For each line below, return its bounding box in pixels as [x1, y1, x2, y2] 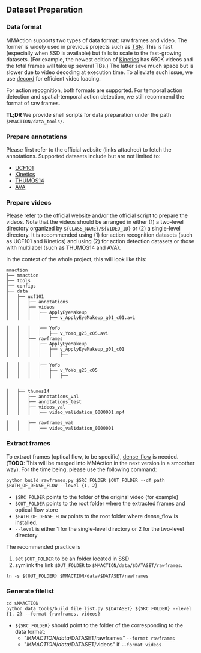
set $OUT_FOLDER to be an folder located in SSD [14, 555, 130, 562]
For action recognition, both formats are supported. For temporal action [6, 87, 183, 94]
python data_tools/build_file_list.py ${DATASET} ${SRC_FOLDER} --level [6, 605, 192, 611]
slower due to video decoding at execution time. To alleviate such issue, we [6, 69, 193, 76]
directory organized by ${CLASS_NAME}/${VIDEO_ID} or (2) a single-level [6, 225, 181, 232]
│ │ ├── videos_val [6, 404, 66, 410]
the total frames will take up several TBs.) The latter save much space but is [6, 62, 194, 69]
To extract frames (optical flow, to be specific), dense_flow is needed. [6, 453, 179, 460]
